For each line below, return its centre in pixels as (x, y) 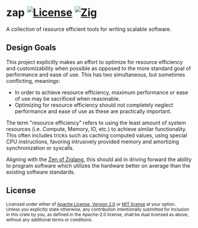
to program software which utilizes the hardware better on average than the (98, 165)
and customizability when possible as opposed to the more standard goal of (98, 68)
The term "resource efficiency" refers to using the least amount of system (96, 123)
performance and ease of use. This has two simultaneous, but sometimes (96, 75)
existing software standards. (41, 172)
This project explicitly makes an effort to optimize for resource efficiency (95, 62)
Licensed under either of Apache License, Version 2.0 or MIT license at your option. (91, 204)
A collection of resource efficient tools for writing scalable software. (89, 29)
